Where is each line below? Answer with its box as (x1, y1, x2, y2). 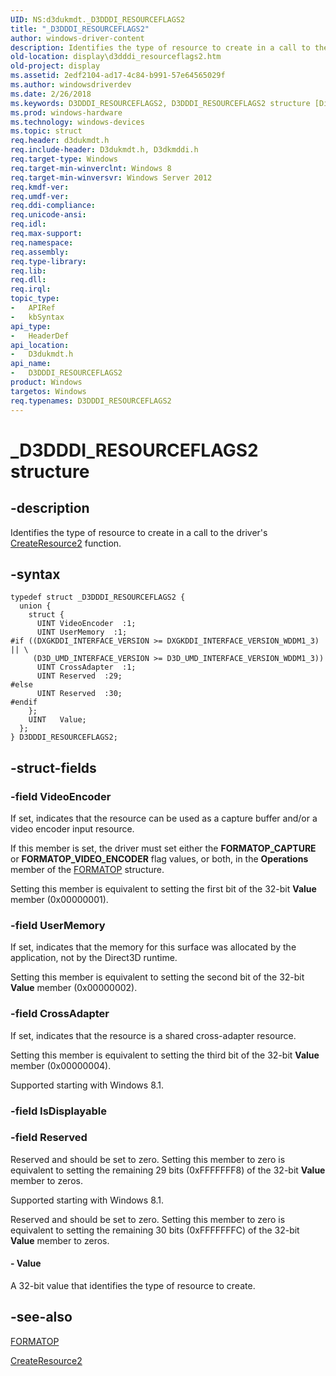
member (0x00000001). (10, 894, 109, 905)
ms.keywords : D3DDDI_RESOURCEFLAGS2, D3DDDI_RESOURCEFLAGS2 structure (10, 98, 311, 108)
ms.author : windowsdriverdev (10, 80, 132, 90)
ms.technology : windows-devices (10, 117, 145, 127)
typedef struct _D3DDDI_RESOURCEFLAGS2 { (10, 592, 186, 603)
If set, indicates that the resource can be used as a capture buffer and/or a (10, 812, 318, 824)
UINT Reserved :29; (36, 671, 123, 681)
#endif (10, 697, 38, 708)
